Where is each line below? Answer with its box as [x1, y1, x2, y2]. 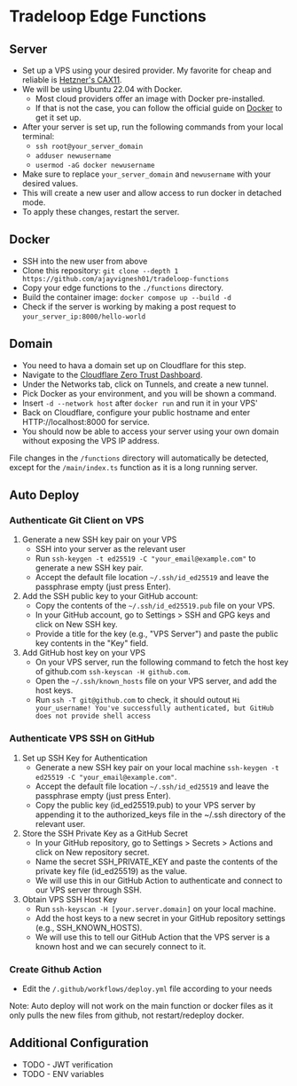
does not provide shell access [35, 712, 152, 720]
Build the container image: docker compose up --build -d [21, 291, 232, 303]
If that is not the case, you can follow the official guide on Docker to [35, 103, 283, 113]
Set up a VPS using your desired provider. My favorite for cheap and [21, 65, 272, 75]
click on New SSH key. [35, 619, 118, 630]
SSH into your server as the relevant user [35, 544, 186, 555]
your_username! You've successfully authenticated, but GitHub [35, 704, 275, 713]
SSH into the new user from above [21, 256, 148, 266]
